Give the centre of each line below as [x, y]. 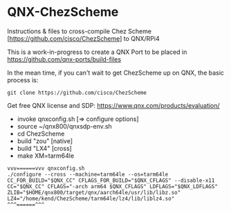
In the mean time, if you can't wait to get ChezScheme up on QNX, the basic [116, 73]
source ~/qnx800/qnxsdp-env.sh [64, 126]
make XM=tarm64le [46, 156]
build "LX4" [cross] [45, 148]
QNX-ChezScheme [63, 12]
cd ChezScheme [41, 133]
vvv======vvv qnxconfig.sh [46, 168]
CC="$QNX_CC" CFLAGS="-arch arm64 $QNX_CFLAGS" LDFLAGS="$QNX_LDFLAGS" [112, 186]
